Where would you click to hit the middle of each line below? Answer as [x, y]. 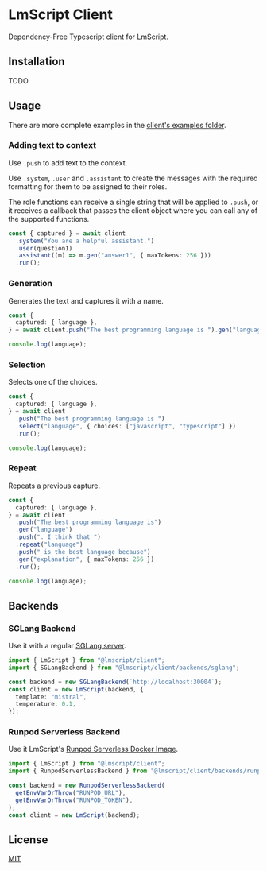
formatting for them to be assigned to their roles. [88, 186]
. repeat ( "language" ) [49, 544]
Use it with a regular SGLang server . [68, 646]
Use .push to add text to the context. [68, 163]
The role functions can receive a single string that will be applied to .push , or [133, 202]
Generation [31, 284]
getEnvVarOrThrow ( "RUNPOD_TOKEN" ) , [74, 800]
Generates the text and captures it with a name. [86, 300]
